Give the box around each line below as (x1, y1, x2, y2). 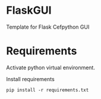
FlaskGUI (6, 4, 52, 17)
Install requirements (6, 75, 55, 82)
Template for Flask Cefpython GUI (6, 23, 90, 30)
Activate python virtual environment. (6, 64, 95, 71)
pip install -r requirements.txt (6, 87, 89, 93)
